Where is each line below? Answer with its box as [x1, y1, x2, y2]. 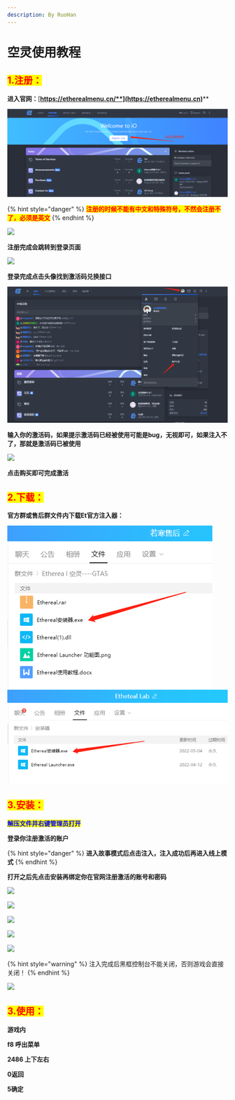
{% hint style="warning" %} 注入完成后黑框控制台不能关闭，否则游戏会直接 [7, 959, 225, 968]
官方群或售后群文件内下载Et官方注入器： [7, 511, 124, 520]
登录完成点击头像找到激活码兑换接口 [7, 272, 112, 280]
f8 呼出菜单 [7, 1040, 40, 1048]
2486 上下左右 [7, 1054, 50, 1064]
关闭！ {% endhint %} [7, 968, 70, 977]
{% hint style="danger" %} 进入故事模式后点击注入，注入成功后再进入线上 [7, 849, 222, 857]
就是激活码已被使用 [25, 440, 81, 448]
